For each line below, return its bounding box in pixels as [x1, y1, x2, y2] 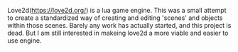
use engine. [7, 36, 42, 45]
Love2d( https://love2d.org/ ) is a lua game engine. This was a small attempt [7, 6, 227, 14]
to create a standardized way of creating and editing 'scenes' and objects [7, 14, 223, 22]
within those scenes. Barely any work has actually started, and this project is [7, 21, 232, 29]
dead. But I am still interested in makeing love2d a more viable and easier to [7, 28, 229, 37]
